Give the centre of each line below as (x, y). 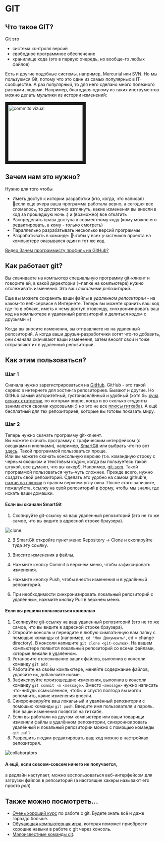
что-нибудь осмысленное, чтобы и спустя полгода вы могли (77, 691)
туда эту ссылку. (30, 545)
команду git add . (32, 664)
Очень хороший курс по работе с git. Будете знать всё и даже (78, 813)
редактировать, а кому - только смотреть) (57, 225)
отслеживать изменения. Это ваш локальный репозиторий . (68, 288)
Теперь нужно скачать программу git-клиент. (54, 435)
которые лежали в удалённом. (45, 653)
